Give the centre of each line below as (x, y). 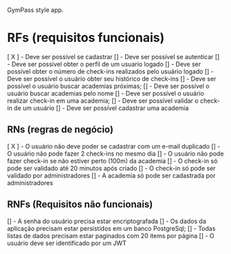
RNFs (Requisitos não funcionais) (80, 205)
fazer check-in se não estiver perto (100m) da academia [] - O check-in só (112, 160)
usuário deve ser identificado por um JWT (67, 243)
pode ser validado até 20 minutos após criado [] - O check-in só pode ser (111, 168)
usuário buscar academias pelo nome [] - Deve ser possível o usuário (106, 93)
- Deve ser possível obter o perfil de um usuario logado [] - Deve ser (104, 64)
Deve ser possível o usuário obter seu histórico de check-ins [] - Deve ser (112, 78)
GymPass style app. (35, 10)
